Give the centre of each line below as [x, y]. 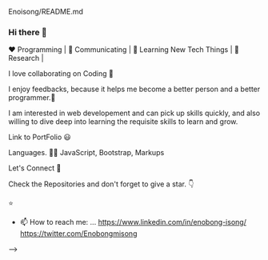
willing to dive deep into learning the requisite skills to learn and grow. [123, 122]
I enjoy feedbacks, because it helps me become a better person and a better [134, 89]
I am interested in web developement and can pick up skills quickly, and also [134, 113]
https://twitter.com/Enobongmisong [78, 234]
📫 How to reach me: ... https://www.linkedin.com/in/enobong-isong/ [133, 222]
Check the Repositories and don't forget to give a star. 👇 [101, 184]
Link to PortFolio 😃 [40, 137]
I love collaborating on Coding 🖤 [61, 74]
